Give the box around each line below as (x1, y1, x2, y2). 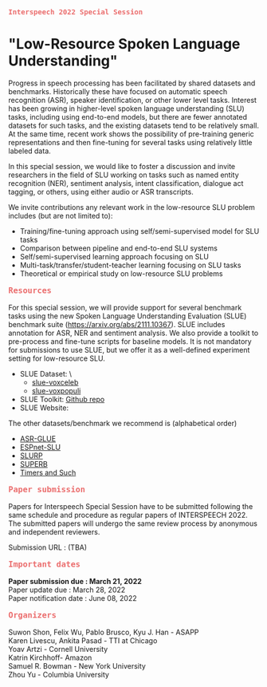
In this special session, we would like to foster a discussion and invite (8, 161, 236, 171)
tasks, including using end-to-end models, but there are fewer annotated (8, 112, 247, 121)
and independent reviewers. (8, 527, 100, 536)
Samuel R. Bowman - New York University (8, 661, 146, 670)
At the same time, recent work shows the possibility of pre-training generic (8, 128, 255, 139)
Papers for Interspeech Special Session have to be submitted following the (8, 501, 253, 511)
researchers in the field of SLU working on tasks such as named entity (8, 170, 239, 180)
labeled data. (8, 146, 52, 156)
